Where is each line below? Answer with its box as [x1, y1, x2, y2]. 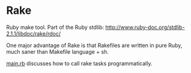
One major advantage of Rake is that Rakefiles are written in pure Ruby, [6, 42, 183, 49]
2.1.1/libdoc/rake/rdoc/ [6, 30, 61, 37]
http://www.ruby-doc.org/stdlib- [105, 24, 185, 31]
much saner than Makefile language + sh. [6, 48, 109, 55]
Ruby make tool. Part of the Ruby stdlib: [6, 24, 105, 31]
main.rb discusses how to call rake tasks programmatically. [6, 60, 153, 67]
